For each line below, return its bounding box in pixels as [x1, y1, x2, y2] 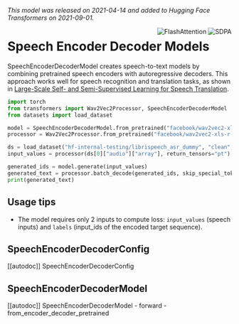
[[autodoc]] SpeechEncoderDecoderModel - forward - [7, 301, 167, 310]
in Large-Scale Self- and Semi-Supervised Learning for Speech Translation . [7, 85, 229, 93]
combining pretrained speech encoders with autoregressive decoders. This [7, 69, 228, 77]
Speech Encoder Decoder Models [7, 38, 210, 55]
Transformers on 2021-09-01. [7, 13, 95, 22]
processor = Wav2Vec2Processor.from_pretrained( [7, 131, 154, 138]
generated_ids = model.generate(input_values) [7, 163, 148, 171]
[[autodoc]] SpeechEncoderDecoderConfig [7, 262, 134, 271]
